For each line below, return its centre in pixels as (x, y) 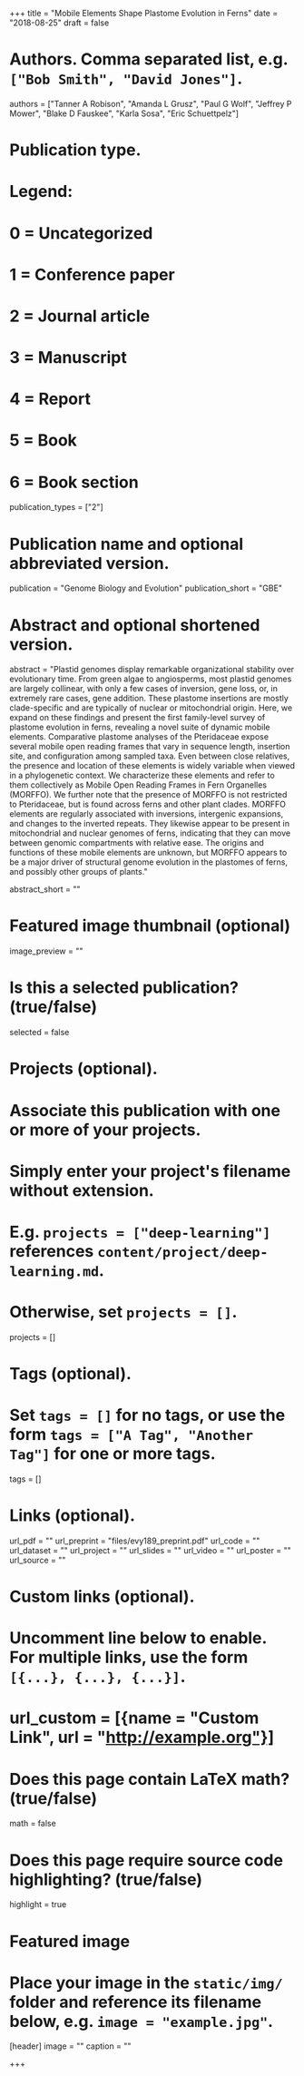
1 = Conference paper (92, 274)
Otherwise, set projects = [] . (123, 1312)
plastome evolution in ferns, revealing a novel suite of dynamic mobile (140, 727)
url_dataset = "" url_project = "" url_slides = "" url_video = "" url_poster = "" (151, 1550)
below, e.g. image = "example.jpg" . (142, 2021)
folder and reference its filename (135, 2002)
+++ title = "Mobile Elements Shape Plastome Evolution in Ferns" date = (144, 13)
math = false (33, 1824)
